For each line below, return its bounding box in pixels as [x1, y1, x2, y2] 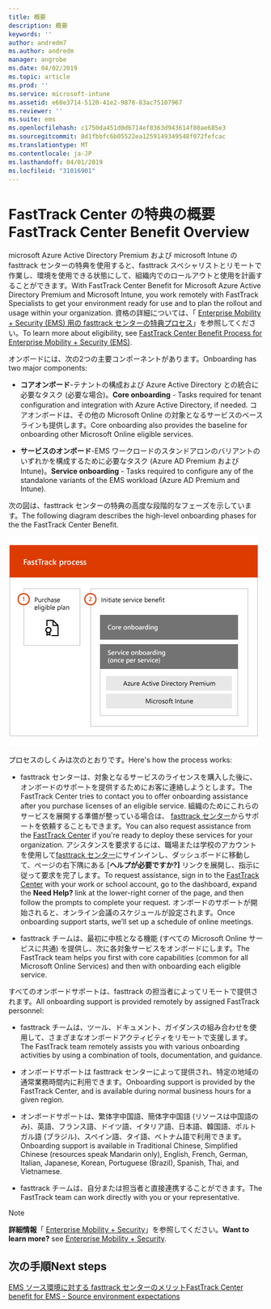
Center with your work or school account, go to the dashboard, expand [19, 879, 257, 889]
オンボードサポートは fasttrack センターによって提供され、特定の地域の [19, 1067, 259, 1077]
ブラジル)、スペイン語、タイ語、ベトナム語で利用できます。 [45, 1132, 246, 1142]
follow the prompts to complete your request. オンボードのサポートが [19, 898, 251, 908]
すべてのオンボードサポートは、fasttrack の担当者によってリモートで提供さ [8, 987, 259, 997]
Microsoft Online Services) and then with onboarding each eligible [19, 961, 241, 971]
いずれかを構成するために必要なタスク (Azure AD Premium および [19, 456, 239, 466]
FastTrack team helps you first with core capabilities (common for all [19, 953, 248, 963]
